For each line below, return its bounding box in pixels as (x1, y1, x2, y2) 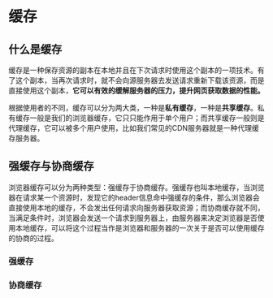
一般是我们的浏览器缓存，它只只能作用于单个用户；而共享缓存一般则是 (29, 113, 265, 123)
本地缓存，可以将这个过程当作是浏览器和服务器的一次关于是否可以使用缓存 (15, 222, 265, 232)
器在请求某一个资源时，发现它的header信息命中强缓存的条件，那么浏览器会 (8, 192, 260, 202)
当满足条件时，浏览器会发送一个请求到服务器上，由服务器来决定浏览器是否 (8, 213, 258, 222)
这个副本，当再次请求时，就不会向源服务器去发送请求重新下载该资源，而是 (15, 76, 265, 85)
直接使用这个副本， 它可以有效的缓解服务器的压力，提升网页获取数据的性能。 (8, 86, 265, 95)
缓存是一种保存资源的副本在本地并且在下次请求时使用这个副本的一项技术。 (8, 66, 258, 75)
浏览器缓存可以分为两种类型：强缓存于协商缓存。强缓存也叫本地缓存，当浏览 (8, 182, 265, 192)
